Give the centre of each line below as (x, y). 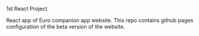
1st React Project (27, 9)
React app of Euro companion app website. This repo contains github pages (100, 20)
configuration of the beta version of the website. (66, 27)
